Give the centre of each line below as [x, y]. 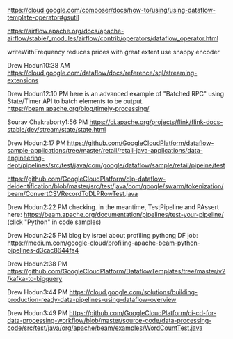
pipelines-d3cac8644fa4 [43, 250]
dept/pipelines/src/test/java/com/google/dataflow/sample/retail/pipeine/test [116, 165]
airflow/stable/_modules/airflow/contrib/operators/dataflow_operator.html [113, 38]
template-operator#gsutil [43, 17]
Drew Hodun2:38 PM [37, 264]
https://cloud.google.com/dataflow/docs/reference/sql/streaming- [102, 73]
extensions [23, 80]
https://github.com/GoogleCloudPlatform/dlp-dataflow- [87, 179]
